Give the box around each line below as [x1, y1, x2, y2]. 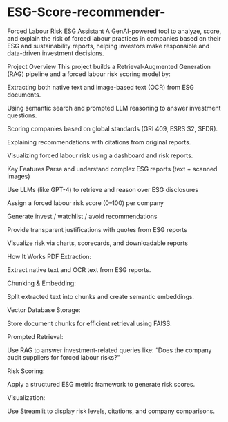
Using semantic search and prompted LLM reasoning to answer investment [7, 104, 221, 112]
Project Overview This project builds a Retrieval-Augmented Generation [7, 62, 211, 70]
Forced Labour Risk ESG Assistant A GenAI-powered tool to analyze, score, [7, 27, 222, 35]
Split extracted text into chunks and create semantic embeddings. [7, 292, 195, 300]
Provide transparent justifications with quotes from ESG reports [7, 225, 188, 233]
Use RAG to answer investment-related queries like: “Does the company [7, 346, 212, 354]
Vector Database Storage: [7, 305, 81, 314]
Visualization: [7, 393, 46, 401]
